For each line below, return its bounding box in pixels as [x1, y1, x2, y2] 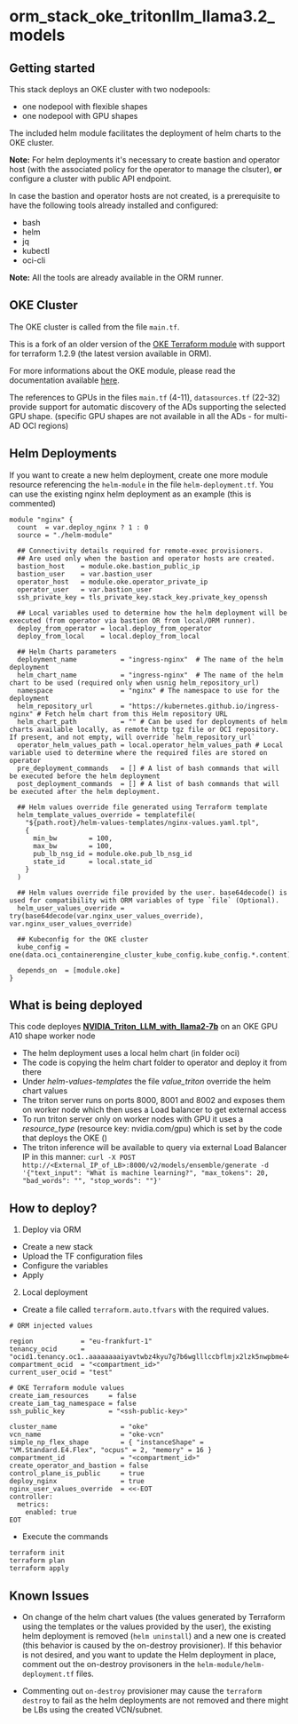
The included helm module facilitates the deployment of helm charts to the [9, 128, 282, 139]
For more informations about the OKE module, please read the [9, 365, 236, 376]
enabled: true [25, 1508, 77, 1517]
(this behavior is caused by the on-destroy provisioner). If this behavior [21, 1641, 282, 1651]
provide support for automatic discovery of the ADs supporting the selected [9, 401, 286, 412]
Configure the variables [21, 1260, 109, 1271]
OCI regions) [21, 420, 69, 431]
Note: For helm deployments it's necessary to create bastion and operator [9, 155, 280, 165]
